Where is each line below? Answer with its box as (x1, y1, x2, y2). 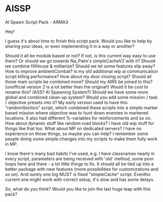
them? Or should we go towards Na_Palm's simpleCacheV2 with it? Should (5, 58, 156, 64)
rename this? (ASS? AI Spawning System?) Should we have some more (5, 89, 148, 95)
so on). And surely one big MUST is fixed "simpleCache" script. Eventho (5, 171, 151, 177)
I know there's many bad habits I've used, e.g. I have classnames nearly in (5, 150, 155, 157)
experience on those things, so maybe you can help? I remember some (5, 131, 148, 136)
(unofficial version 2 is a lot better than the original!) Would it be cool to (5, 84, 148, 90)
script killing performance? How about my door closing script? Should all (5, 73, 152, 79)
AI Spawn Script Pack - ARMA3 (5, 19, 69, 25)
